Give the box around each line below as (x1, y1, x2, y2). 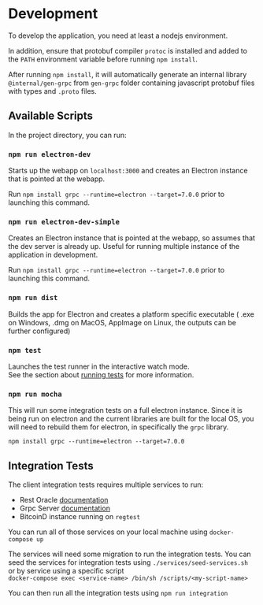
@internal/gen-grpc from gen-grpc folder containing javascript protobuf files (8, 78, 255, 87)
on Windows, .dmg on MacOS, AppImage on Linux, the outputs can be (8, 317, 236, 327)
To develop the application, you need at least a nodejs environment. (8, 31, 228, 40)
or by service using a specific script (8, 566, 124, 576)
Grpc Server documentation (19, 503, 110, 513)
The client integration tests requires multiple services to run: (8, 480, 204, 489)
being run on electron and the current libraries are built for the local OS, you (8, 414, 254, 424)
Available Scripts (8, 109, 93, 123)
